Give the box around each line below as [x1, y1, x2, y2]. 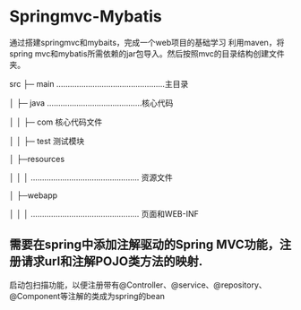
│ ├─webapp [9, 190, 58, 201]
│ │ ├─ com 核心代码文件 [9, 116, 103, 127]
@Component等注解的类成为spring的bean [9, 290, 166, 301]
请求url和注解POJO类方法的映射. [21, 254, 203, 270]
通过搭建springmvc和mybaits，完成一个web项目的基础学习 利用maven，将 [9, 37, 285, 47]
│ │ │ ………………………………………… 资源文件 [9, 172, 173, 183]
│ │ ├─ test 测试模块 [9, 135, 85, 146]
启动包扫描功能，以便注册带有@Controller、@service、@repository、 [9, 280, 267, 290]
